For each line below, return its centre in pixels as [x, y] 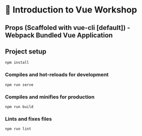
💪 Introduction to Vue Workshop [71, 10]
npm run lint [18, 129]
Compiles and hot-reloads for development [57, 75]
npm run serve [19, 85]
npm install [17, 63]
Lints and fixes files [29, 119]
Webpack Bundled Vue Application [59, 35]
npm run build [19, 107]
